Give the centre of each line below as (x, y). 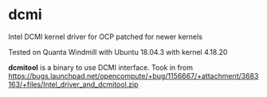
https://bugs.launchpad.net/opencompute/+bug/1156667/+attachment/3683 (133, 76)
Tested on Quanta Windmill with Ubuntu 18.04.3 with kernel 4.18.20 (118, 52)
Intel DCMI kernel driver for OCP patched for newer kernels (106, 37)
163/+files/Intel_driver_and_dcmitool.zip (73, 84)
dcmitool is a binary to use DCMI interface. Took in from (101, 67)
